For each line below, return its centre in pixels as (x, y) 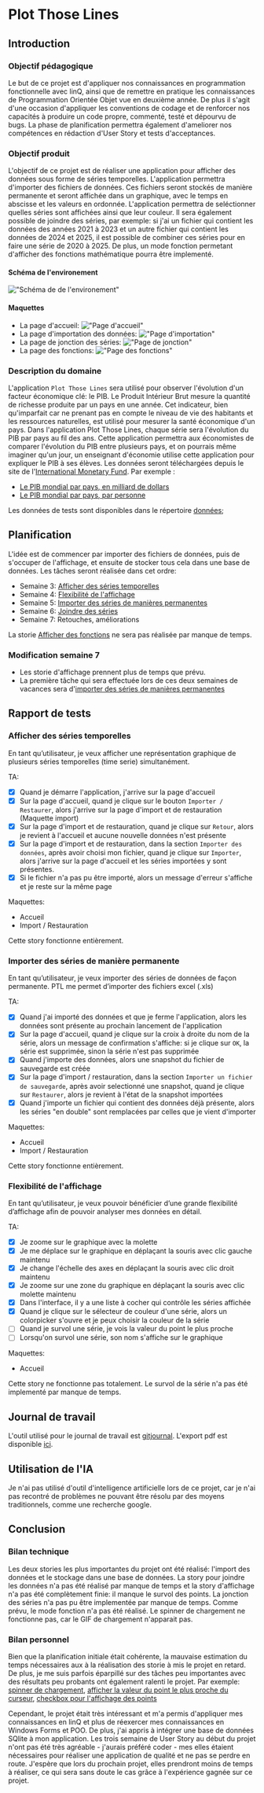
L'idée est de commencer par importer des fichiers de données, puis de (124, 554)
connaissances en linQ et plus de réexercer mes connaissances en (116, 1722)
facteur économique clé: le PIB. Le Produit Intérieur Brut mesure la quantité (130, 396)
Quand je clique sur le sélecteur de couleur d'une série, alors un (123, 1312)
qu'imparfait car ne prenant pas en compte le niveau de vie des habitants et (131, 413)
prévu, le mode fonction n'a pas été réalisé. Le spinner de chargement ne (127, 1610)
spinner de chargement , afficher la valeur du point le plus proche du (118, 1690)
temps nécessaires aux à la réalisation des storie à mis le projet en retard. (127, 1665)
